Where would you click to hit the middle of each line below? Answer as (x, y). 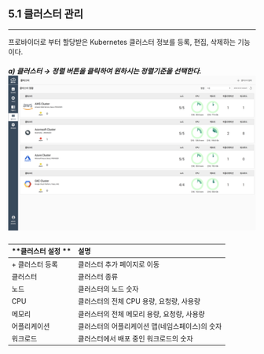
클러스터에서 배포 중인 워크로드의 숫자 (136, 339)
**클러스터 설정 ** (42, 251)
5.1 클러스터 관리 (46, 14)
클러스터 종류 (98, 276)
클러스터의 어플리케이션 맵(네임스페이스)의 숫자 (150, 326)
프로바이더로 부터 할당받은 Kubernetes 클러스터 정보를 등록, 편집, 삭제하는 (122, 42)
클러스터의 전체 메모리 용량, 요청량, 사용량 (142, 314)
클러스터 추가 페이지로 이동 (119, 264)
